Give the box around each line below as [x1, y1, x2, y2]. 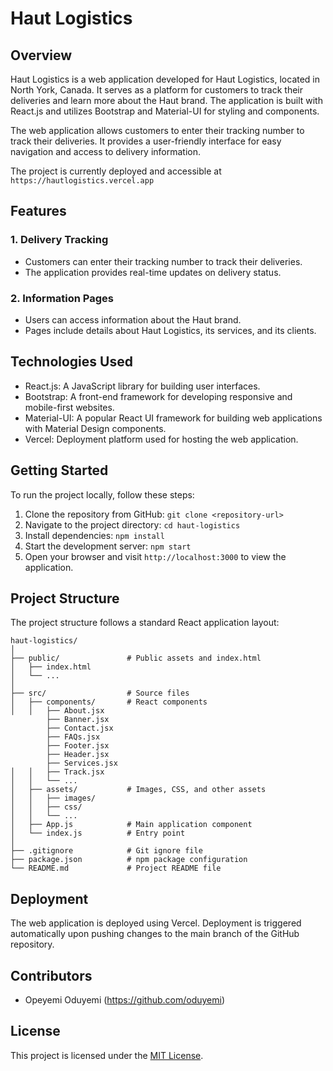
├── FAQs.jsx [46, 732, 101, 742]
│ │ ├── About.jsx [10, 706, 105, 716]
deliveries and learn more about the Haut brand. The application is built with [10, 95, 323, 106]
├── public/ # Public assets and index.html [10, 653, 262, 664]
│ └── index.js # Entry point [10, 828, 186, 839]
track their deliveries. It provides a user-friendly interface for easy [10, 135, 282, 147]
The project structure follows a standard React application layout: [10, 617, 280, 629]
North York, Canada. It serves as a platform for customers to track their [10, 84, 304, 96]
